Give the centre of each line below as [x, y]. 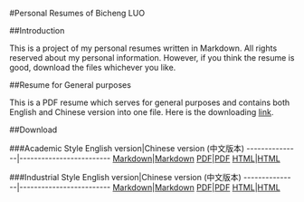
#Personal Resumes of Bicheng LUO [77, 13]
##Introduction [37, 30]
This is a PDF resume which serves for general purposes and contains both [150, 102]
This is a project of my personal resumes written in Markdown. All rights [143, 48]
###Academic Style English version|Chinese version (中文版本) [127, 148]
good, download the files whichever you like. [93, 67]
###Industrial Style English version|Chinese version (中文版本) [125, 177]
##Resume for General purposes [70, 85]
